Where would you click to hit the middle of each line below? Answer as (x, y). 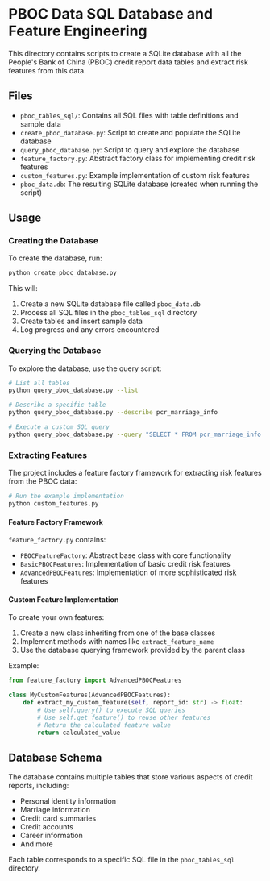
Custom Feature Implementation (64, 599)
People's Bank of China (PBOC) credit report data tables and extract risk (128, 62)
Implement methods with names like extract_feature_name (117, 642)
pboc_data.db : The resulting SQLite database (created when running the (139, 184)
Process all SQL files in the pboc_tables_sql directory (108, 313)
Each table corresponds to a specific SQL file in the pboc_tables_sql (122, 860)
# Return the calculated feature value (104, 725)
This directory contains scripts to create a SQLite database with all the (125, 53)
